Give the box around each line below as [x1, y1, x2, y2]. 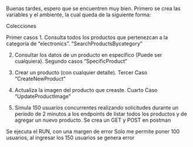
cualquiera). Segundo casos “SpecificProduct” [14, 58, 128, 64]
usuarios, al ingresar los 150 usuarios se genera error [6, 134, 135, 141]
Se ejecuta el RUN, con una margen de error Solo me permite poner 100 [6, 128, 180, 135]
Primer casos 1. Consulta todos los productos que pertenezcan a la [6, 34, 168, 40]
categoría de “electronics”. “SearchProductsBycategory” [6, 40, 143, 47]
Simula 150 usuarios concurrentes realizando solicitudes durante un [14, 104, 179, 111]
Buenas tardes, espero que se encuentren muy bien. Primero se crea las [6, 5, 181, 12]
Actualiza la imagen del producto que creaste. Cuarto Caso [14, 87, 158, 93]
